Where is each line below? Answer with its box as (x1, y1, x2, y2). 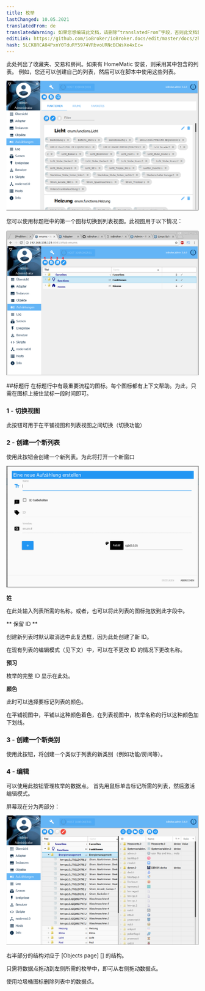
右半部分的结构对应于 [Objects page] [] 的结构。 (6, 952, 128, 959)
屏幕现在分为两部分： (6, 803, 60, 810)
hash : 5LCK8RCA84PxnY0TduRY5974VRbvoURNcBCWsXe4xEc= (6, 42, 143, 48)
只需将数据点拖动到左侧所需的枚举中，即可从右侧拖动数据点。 (6, 965, 162, 972)
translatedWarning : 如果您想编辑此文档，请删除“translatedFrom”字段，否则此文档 (6, 29, 198, 35)
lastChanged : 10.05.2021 (6, 16, 70, 23)
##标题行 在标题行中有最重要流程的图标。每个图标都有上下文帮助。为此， (6, 382, 191, 389)
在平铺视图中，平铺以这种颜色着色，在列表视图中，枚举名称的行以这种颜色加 (6, 711, 199, 718)
